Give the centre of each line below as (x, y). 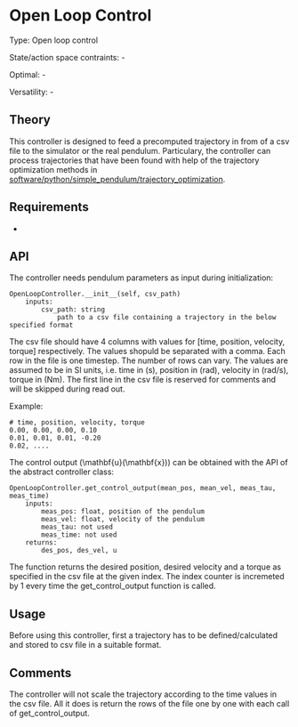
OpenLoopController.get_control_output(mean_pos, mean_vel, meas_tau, (143, 489)
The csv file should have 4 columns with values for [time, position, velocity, (147, 342)
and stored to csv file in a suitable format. (85, 645)
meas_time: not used (79, 535)
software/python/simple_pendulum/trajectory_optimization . (117, 179)
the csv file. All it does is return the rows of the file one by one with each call (149, 703)
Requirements (49, 207)
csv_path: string (73, 310)
